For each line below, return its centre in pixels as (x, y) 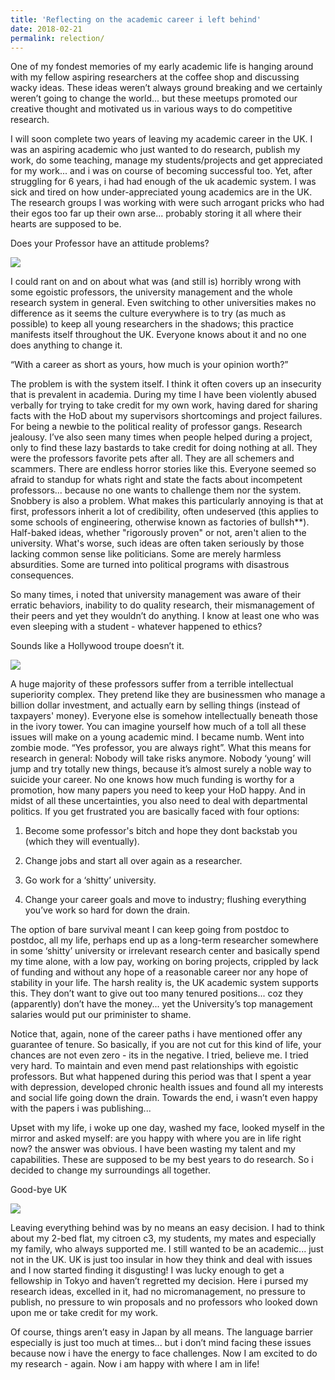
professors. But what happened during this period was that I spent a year (161, 1077)
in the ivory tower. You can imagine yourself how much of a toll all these (158, 727)
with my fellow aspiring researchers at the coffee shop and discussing (155, 77)
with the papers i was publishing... (81, 1108)
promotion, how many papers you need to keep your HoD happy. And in (158, 790)
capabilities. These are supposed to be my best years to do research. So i (162, 1160)
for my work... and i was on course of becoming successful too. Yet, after (161, 171)
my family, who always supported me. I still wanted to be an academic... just (167, 1249)
